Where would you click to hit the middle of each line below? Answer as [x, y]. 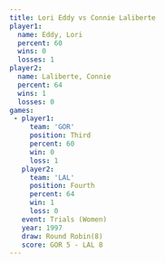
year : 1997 [42, 228]
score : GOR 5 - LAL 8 [62, 245]
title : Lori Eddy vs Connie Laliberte [82, 18]
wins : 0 [32, 52]
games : [22, 110]
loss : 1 [44, 160]
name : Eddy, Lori [50, 34]
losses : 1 [36, 60]
